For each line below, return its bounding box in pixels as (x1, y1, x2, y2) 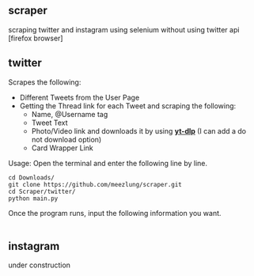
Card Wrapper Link (31, 143, 93, 153)
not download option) (31, 134, 102, 144)
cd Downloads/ (8, 173, 55, 182)
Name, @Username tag (31, 109, 108, 119)
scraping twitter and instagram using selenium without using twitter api (8, 25, 240, 34)
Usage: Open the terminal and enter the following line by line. (8, 158, 208, 168)
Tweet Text (31, 118, 69, 127)
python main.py (8, 195, 59, 202)
